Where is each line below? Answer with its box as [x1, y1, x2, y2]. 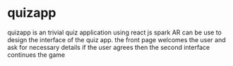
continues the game [7, 51, 66, 59]
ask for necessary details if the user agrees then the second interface [7, 43, 210, 51]
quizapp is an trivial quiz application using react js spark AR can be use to [7, 28, 222, 37]
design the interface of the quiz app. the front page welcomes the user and [7, 35, 226, 44]
